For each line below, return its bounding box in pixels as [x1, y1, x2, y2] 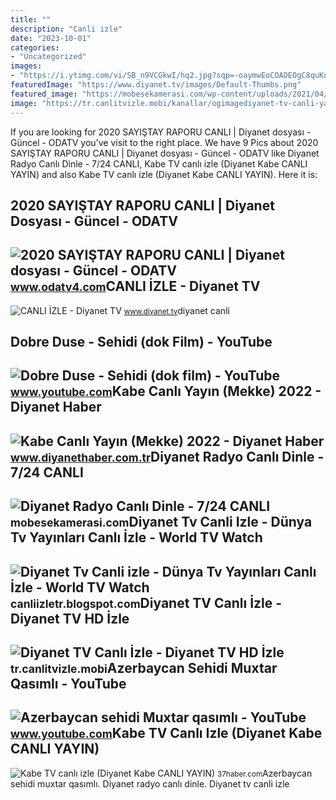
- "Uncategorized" [10, 52, 87, 62]
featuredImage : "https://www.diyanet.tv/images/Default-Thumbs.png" [10, 80, 302, 90]
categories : [10, 42, 60, 53]
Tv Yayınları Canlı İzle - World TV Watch [10, 529, 263, 546]
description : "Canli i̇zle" [10, 24, 123, 34]
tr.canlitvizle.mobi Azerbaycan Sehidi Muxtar [10, 660, 278, 677]
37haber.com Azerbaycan [217, 767, 313, 779]
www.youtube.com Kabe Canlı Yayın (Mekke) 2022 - [10, 383, 322, 400]
